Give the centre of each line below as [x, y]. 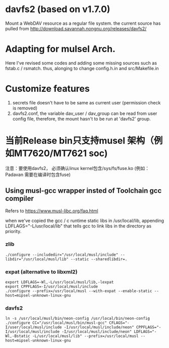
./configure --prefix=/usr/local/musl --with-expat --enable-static [79, 291]
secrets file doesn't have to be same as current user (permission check [87, 102]
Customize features [47, 89]
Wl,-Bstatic [18, 336]
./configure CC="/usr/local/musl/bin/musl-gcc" [56, 323]
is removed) [25, 108]
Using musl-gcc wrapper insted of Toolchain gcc [83, 191]
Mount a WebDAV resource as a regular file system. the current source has [83, 23]
